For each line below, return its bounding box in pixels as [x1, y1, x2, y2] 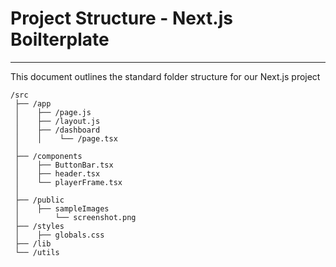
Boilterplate [10, 28, 110, 51]
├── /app [14, 98, 52, 109]
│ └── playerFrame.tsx [14, 177, 123, 187]
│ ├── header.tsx [14, 168, 101, 179]
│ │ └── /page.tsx [14, 133, 118, 144]
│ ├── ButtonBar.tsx [14, 160, 114, 170]
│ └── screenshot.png [14, 212, 137, 222]
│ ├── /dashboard [14, 125, 101, 135]
